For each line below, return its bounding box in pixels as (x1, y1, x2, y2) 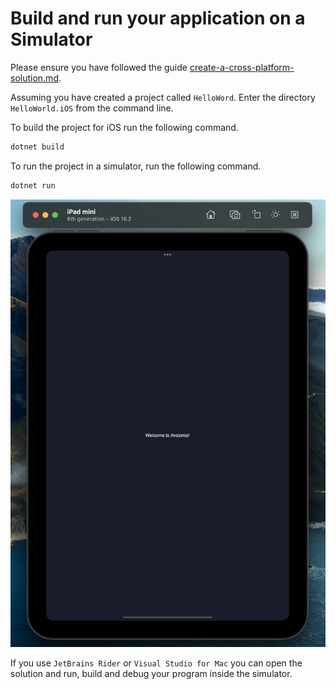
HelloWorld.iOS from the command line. (10, 102, 174, 114)
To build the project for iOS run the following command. (10, 121, 239, 133)
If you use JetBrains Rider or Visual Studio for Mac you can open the (10, 657, 303, 669)
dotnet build (10, 142, 65, 152)
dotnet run (10, 180, 56, 191)
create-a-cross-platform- (189, 61, 295, 73)
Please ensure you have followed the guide (10, 61, 188, 73)
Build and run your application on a (10, 7, 306, 30)
